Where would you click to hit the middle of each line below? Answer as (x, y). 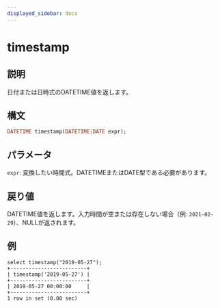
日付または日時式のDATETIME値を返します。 (70, 92)
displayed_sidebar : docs (42, 13)
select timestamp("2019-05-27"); (55, 262)
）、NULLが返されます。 (46, 222)
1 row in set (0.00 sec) (42, 298)
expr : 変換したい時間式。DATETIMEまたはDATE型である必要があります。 (109, 172)
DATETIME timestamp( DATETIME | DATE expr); (67, 132)
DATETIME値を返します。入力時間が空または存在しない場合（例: (97, 214)
